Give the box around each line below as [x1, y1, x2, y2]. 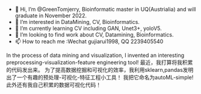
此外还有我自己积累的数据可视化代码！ [6, 81, 101, 88]
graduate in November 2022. [14, 12, 87, 19]
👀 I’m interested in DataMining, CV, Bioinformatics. [14, 19, 140, 25]
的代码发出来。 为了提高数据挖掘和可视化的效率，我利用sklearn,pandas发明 [6, 66, 194, 73]
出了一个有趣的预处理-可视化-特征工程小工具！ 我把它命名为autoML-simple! [6, 74, 194, 81]
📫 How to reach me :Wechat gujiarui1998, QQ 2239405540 [14, 38, 164, 45]
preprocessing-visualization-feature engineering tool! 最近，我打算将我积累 [6, 59, 193, 66]
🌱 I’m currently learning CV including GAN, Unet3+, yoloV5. [14, 25, 162, 32]
